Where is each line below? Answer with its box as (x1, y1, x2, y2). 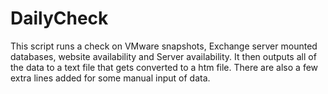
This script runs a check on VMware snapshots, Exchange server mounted (10, 40, 318, 52)
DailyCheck (10, 7, 109, 30)
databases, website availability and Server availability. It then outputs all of (10, 50, 317, 62)
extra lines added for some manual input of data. (10, 72, 211, 84)
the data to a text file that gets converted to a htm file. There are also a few (10, 61, 319, 73)
